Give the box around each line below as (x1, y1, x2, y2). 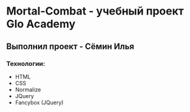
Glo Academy (6, 17, 76, 31)
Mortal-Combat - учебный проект (6, 4, 184, 18)
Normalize (15, 86, 41, 93)
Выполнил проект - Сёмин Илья (6, 41, 135, 51)
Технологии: (6, 59, 46, 68)
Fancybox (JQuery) (15, 99, 64, 106)
